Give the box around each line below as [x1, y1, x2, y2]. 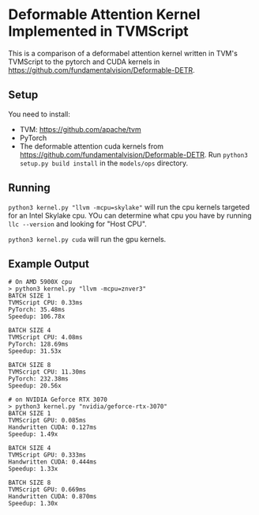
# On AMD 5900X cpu [8, 278, 73, 286]
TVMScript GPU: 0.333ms [8, 451, 87, 460]
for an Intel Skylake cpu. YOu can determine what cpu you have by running [8, 210, 252, 220]
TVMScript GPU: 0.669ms [8, 486, 87, 494]
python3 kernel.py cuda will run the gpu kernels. [8, 234, 167, 244]
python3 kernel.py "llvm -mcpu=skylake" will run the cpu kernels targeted [8, 202, 250, 211]
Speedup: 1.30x [8, 500, 58, 508]
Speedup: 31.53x [8, 347, 62, 355]
